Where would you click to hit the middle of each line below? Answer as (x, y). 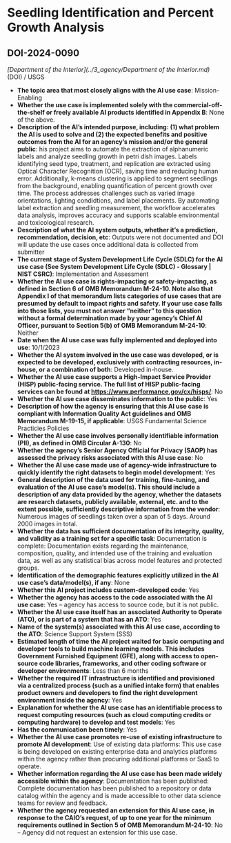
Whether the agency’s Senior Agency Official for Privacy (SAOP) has (117, 450)
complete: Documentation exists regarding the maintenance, (103, 546)
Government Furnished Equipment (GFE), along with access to (108, 656)
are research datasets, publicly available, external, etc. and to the (113, 502)
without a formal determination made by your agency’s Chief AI (110, 318)
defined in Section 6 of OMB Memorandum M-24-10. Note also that (115, 289)
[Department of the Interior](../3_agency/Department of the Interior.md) (109, 70)
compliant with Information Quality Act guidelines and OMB (104, 414)
